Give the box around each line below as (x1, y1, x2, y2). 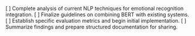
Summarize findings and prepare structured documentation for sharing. (5, 23, 178, 30)
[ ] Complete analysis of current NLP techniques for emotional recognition (5, 5, 184, 12)
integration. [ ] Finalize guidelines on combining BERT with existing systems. (5, 11, 190, 18)
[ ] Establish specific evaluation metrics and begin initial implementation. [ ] (5, 17, 187, 24)
